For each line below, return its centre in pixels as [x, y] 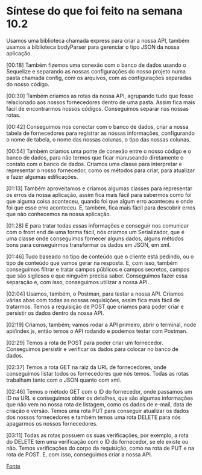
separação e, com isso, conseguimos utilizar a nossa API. [78, 282]
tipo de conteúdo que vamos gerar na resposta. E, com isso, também [92, 262]
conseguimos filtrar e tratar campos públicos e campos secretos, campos [98, 269]
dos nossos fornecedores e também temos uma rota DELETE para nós [93, 417]
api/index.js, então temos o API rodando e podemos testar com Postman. [97, 331]
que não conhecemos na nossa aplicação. [59, 214]
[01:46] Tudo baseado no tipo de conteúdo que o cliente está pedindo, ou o [100, 256]
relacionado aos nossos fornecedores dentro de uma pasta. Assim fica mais [101, 102]
